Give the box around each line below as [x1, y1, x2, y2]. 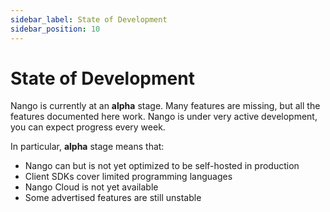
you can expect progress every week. [10, 121, 166, 133]
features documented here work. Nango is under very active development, [10, 111, 318, 123]
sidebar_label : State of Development [10, 14, 168, 25]
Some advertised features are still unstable [24, 192, 202, 204]
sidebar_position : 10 [10, 24, 101, 34]
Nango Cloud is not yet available [24, 181, 159, 193]
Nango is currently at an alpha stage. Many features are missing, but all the [10, 100, 321, 112]
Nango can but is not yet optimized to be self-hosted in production [24, 160, 300, 172]
